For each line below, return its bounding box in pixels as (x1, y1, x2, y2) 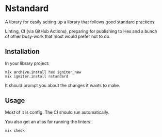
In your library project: (5, 60, 49, 66)
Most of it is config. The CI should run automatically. (5, 109, 110, 115)
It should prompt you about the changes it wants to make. (5, 82, 120, 88)
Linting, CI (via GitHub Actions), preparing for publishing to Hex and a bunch (5, 28, 158, 34)
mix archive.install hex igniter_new (5, 70, 81, 75)
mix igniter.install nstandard (5, 74, 68, 79)
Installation (5, 47, 40, 56)
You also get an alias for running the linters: (5, 119, 92, 124)
